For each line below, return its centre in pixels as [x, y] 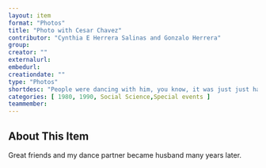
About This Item [49, 136]
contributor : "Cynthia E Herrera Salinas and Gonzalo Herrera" [115, 38]
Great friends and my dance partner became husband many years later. [125, 155]
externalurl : [30, 60]
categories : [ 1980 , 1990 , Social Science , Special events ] [110, 97]
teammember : [28, 104]
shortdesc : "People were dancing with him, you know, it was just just [129, 89]
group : [19, 45]
